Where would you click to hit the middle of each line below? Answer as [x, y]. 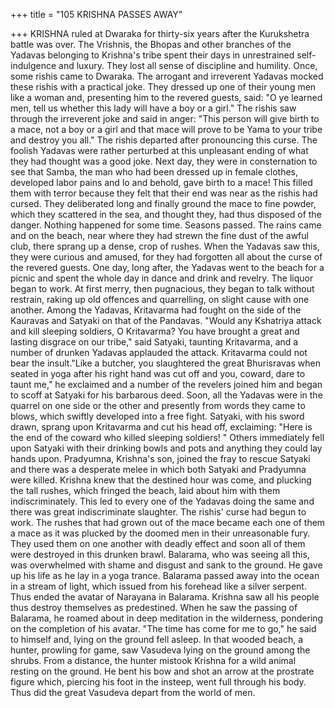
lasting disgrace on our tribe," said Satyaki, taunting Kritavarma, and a [154, 342]
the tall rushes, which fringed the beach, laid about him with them [145, 490]
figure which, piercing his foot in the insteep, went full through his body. [158, 682]
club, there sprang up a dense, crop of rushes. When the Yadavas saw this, [165, 246]
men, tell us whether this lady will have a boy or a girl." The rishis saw [153, 108]
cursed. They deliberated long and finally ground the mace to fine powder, [163, 203]
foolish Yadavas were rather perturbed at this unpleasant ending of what [159, 150]
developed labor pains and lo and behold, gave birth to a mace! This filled [161, 182]
